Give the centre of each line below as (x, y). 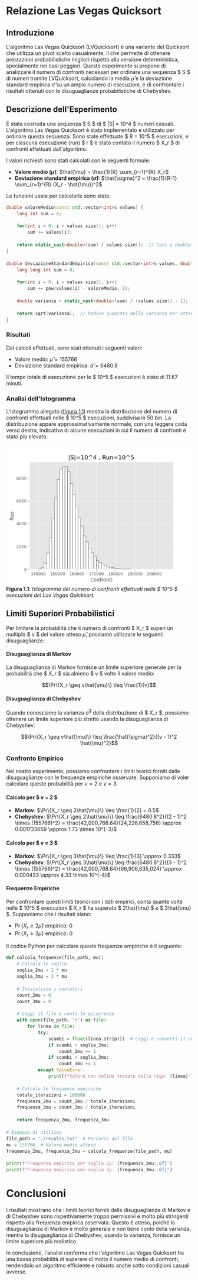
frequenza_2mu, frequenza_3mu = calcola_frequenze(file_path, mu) (89, 1151)
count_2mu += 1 (77, 1051)
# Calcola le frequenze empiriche (59, 1089)
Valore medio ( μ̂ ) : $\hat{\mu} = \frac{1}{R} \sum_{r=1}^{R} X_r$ (92, 172)
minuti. (14, 383)
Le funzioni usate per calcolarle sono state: (58, 196)
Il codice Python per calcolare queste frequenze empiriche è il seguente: (94, 946)
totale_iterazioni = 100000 (51, 1095)
